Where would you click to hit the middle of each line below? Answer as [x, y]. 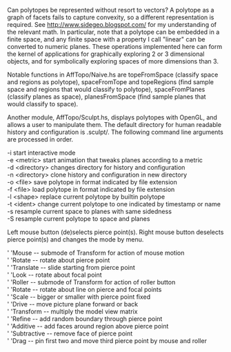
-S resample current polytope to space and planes [79, 219]
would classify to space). [43, 104]
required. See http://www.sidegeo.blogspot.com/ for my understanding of [112, 25]
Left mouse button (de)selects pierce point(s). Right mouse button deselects [115, 232]
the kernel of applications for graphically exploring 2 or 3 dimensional [106, 54]
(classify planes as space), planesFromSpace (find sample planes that [107, 97]
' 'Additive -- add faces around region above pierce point [88, 326]
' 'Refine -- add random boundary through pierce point [85, 319]
